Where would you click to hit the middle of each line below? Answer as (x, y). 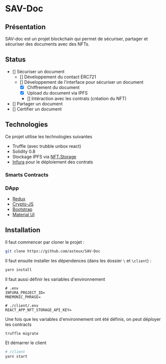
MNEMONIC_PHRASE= (23, 297)
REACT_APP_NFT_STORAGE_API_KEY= (38, 310)
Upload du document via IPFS (57, 93)
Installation (23, 230)
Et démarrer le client (26, 343)
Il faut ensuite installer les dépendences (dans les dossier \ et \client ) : (78, 260)
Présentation (25, 27)
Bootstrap (22, 209)
